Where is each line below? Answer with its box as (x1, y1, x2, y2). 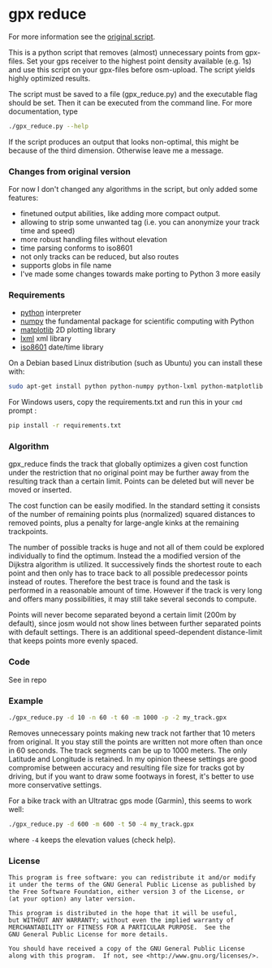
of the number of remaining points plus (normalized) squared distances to (8, 510, 256, 519)
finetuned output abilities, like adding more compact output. (19, 209, 221, 219)
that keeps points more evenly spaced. (8, 636, 138, 646)
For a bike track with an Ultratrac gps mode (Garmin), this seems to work (8, 796, 253, 805)
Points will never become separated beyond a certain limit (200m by (8, 610, 237, 620)
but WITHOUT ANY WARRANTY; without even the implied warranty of (8, 916, 234, 925)
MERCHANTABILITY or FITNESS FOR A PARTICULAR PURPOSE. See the (8, 923, 231, 931)
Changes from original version (8, 166, 132, 177)
